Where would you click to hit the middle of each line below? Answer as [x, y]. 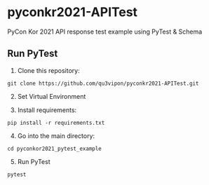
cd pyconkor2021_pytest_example [54, 149]
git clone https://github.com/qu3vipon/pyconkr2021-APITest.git [103, 83]
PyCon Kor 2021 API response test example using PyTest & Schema [105, 32]
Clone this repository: [48, 70]
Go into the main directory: [56, 136]
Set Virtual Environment [52, 96]
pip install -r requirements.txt [56, 123]
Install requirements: [47, 110]
